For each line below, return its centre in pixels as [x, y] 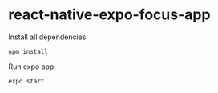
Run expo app [31, 67]
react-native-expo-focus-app [109, 15]
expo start [26, 81]
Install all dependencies [47, 37]
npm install [28, 51]
